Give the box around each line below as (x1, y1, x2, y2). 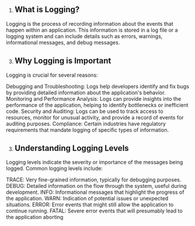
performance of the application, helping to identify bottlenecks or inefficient (6, 101, 189, 108)
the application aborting (6, 214, 64, 221)
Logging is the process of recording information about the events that (6, 20, 173, 27)
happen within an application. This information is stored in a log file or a (6, 26, 178, 33)
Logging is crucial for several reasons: (6, 71, 98, 78)
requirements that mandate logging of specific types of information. (6, 126, 169, 133)
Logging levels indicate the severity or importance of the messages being (6, 159, 183, 166)
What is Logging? (14, 5, 80, 15)
